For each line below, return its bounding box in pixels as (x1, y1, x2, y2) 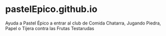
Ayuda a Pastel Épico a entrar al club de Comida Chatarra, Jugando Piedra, (5, 20, 161, 26)
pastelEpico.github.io (5, 3, 97, 15)
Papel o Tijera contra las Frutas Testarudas (5, 25, 94, 31)
